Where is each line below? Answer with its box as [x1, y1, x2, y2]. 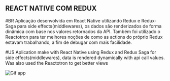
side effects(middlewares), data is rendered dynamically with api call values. [5, 55, 165, 61]
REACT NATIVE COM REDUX [5, 4, 97, 13]
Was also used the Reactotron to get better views [5, 60, 108, 66]
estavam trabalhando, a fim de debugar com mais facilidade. [5, 39, 132, 45]
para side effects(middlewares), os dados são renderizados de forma [17, 23, 162, 29]
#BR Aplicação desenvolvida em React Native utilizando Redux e [5, 17, 141, 23]
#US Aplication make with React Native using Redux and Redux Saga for [5, 49, 156, 55]
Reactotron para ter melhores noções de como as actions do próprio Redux [5, 34, 163, 40]
